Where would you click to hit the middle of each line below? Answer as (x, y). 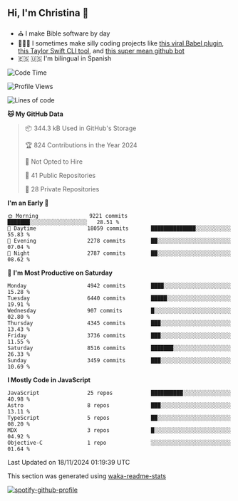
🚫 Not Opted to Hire (54, 162)
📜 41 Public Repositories (60, 175)
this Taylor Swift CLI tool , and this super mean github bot (101, 51)
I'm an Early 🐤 (28, 203)
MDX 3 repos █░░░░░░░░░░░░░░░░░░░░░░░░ (119, 430)
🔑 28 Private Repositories (62, 189)
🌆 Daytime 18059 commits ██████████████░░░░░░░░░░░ (119, 228)
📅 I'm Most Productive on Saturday (60, 273)
